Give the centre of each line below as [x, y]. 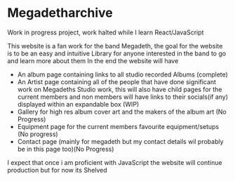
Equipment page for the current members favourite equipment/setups [118, 126]
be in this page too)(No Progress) [66, 149]
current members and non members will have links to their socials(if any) [123, 97]
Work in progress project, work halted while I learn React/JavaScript [106, 32]
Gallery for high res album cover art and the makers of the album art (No [122, 112]
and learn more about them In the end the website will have [93, 60]
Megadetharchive [60, 13]
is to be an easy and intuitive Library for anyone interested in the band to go [117, 53]
